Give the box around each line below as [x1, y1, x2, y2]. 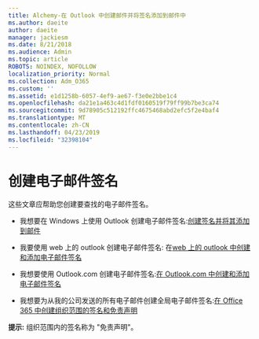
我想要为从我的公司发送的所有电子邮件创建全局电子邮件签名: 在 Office [19, 296, 243, 305]
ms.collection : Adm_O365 [8, 77, 89, 85]
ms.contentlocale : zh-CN [8, 121, 89, 129]
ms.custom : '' [8, 84, 55, 93]
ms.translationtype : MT [8, 114, 86, 122]
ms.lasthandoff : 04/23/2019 [8, 128, 100, 136]
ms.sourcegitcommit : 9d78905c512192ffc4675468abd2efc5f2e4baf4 [8, 107, 220, 115]
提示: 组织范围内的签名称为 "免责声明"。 [8, 322, 138, 332]
